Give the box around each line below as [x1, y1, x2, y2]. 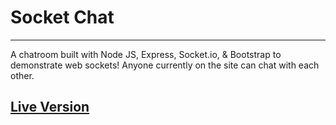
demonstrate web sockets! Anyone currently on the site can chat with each [10, 59, 320, 71]
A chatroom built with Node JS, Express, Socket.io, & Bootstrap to [10, 48, 282, 60]
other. [10, 69, 35, 81]
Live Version [10, 99, 90, 116]
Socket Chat [10, 6, 115, 29]
